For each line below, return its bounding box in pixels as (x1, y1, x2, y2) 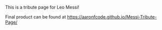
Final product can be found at (5, 14, 66, 19)
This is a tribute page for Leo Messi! (5, 4, 79, 10)
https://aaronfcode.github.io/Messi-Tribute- (66, 14, 157, 19)
